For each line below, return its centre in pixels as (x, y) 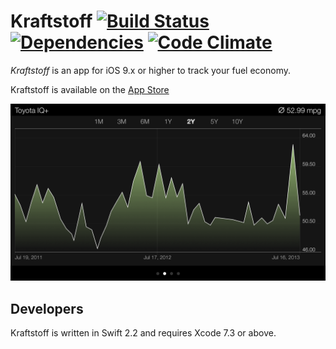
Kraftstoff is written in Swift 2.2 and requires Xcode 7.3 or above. (143, 333)
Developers (47, 308)
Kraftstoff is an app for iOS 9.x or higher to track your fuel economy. (150, 70)
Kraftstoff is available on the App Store (90, 89)
